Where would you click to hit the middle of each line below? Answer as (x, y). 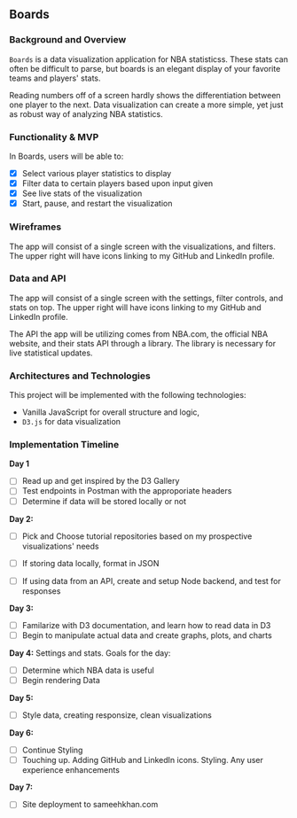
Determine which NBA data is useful (88, 670)
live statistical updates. (51, 353)
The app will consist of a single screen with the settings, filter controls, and (146, 298)
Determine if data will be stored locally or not (104, 501)
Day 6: (21, 733)
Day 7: (21, 787)
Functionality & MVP (54, 136)
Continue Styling (52, 750)
